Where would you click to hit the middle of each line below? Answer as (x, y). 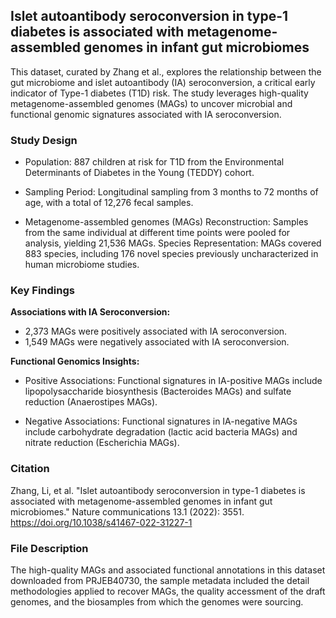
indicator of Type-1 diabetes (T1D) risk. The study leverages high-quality (159, 93)
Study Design (44, 140)
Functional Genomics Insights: (75, 361)
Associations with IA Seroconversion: (90, 312)
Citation (30, 469)
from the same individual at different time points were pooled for (157, 233)
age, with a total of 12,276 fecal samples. (109, 203)
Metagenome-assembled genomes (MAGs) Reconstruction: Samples (166, 222)
